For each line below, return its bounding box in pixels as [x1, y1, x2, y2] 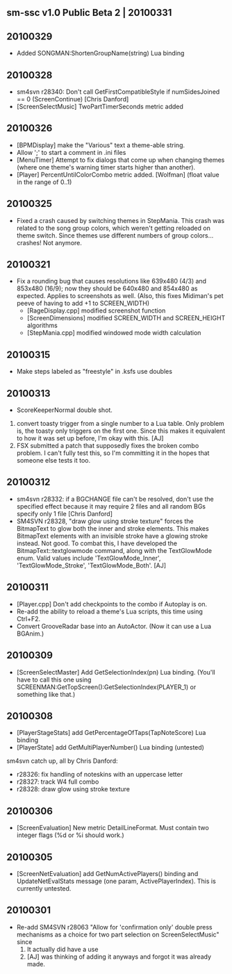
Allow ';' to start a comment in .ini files [16, 148, 126, 156]
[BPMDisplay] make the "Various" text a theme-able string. [16, 140, 185, 149]
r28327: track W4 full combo [16, 777, 99, 786]
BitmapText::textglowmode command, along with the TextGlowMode [16, 546, 213, 554]
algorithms [26, 321, 58, 330]
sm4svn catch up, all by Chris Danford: [6, 757, 118, 765]
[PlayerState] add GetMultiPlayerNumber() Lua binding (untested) [16, 743, 204, 752]
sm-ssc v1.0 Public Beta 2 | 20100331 [6, 7, 172, 19]
